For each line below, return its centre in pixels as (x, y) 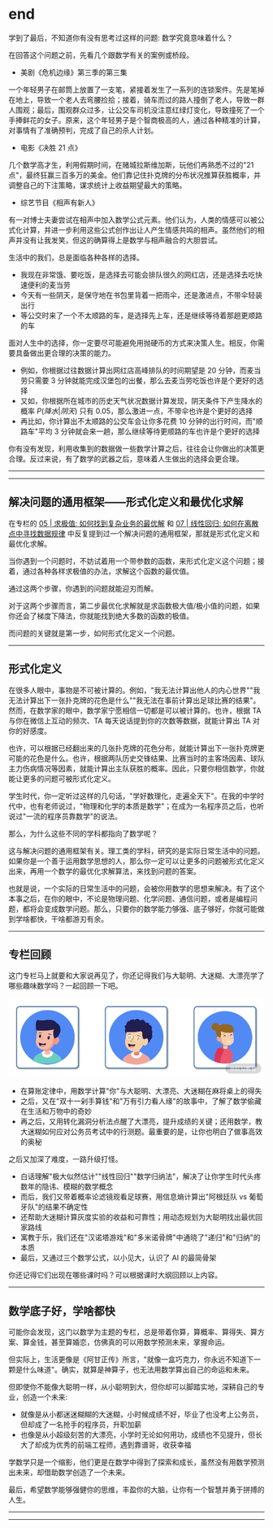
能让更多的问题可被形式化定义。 (62, 779)
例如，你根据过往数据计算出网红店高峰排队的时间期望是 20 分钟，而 (134, 370)
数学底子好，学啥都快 (62, 1311)
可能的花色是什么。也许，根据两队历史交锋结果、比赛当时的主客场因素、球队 (136, 758)
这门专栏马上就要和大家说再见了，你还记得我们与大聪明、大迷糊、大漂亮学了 (136, 976)
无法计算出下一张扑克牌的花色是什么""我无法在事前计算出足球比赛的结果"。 (134, 700)
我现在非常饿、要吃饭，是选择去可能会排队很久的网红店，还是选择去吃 (138, 274)
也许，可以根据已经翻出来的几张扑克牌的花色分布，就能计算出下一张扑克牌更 (136, 748)
